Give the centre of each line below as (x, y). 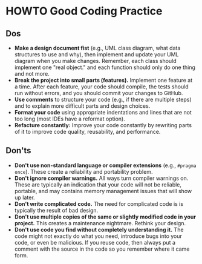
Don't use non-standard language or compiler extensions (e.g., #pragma (106, 165)
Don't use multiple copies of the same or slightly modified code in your (105, 217)
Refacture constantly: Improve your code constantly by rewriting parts (103, 125)
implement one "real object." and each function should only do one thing (105, 67)
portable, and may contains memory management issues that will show (103, 191)
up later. (24, 197)
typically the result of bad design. (56, 210)
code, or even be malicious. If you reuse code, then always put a (95, 242)
